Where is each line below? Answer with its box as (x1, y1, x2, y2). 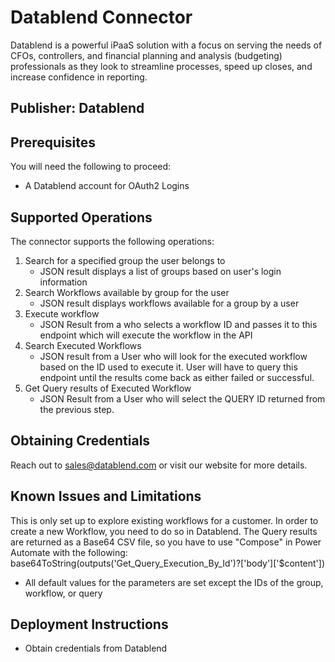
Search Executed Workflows (24, 339, 142, 351)
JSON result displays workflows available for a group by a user (39, 297, 300, 309)
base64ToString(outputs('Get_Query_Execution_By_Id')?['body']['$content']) (10, 557, 326, 569)
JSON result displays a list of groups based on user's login (39, 265, 282, 277)
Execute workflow (24, 307, 100, 320)
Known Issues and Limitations (10, 488, 202, 505)
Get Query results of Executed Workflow (24, 382, 192, 394)
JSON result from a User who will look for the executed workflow (39, 350, 308, 362)
